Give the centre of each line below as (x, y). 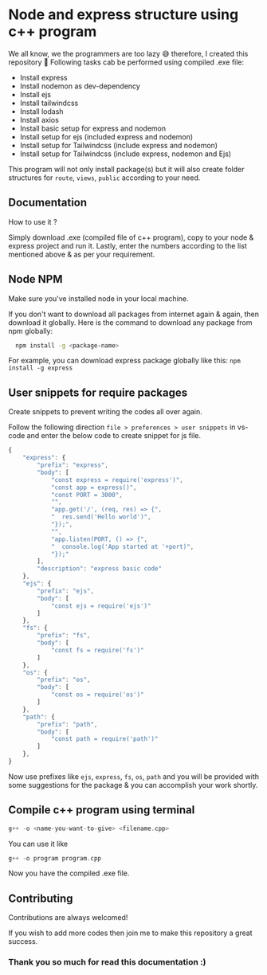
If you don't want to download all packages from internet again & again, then (134, 314)
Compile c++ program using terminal (102, 810)
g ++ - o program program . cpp (55, 858)
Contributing (41, 898)
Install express (43, 77)
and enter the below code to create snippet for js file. (114, 436)
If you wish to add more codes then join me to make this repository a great (130, 933)
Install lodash (41, 111)
